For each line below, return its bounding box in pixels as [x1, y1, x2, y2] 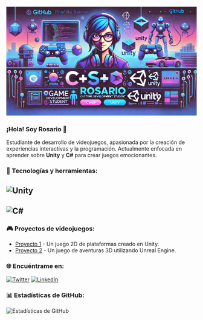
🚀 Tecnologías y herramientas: [6, 167, 98, 175]
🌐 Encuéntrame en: [6, 262, 65, 270]
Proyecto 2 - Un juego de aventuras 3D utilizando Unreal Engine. [14, 247, 176, 254]
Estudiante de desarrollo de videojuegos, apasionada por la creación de [6, 139, 185, 146]
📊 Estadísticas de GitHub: [6, 291, 85, 299]
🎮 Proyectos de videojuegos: [6, 224, 95, 233]
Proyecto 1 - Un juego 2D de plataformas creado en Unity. [14, 240, 159, 248]
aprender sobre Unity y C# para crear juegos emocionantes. [6, 152, 157, 159]
